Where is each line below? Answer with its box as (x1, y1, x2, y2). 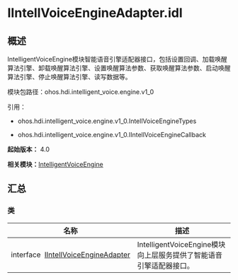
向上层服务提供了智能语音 (137, 250, 223, 259)
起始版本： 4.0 (7, 145, 50, 153)
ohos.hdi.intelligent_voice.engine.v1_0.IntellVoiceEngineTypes (17, 117, 197, 125)
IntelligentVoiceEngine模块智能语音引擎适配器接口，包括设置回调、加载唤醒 (7, 55, 228, 63)
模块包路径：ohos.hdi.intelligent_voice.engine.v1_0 (7, 88, 154, 96)
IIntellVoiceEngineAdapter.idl (7, 5, 183, 21)
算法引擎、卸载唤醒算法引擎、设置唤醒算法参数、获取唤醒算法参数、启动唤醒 (7, 64, 231, 72)
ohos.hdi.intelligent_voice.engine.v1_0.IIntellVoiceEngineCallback (17, 131, 207, 139)
